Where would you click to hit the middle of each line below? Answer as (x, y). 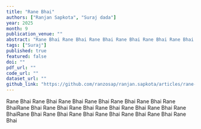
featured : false (26, 56)
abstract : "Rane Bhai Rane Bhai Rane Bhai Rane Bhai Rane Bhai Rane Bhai (100, 40)
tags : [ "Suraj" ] (26, 46)
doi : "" (16, 62)
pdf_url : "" (21, 67)
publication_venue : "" (34, 34)
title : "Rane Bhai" (31, 12)
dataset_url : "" (26, 79)
